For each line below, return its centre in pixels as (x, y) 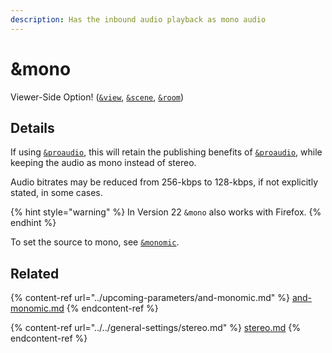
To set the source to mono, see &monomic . (95, 242)
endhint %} (33, 223)
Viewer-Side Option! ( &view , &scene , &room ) (97, 97)
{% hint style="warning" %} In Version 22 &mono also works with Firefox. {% (166, 212)
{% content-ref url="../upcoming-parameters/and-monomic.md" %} (150, 298)
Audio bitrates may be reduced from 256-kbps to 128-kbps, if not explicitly (164, 182)
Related (35, 273)
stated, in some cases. (56, 193)
